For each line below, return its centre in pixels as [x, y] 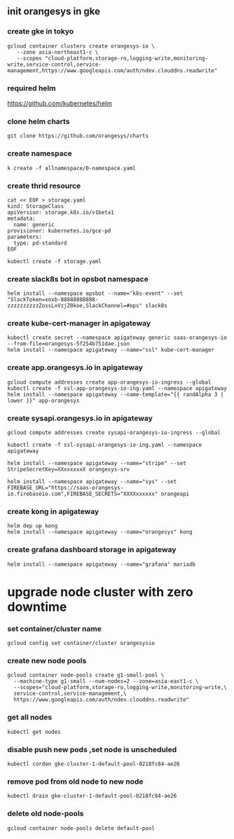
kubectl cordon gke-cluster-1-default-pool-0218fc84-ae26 [94, 764]
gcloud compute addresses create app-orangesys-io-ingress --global [109, 382]
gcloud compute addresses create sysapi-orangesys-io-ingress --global [114, 433]
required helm [32, 88]
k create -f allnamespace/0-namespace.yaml [72, 168]
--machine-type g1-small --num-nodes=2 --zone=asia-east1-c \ [106, 681]
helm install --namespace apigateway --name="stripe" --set [97, 464]
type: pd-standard [41, 243]
